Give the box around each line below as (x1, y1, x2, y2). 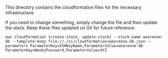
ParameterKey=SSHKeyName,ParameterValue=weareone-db (30, 43, 143, 48)
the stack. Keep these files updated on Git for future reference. (5, 25, 136, 31)
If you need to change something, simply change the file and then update (5, 20, 158, 25)
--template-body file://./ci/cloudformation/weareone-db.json (12, 39, 145, 44)
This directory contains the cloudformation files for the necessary (5, 5, 142, 10)
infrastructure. (5, 10, 35, 16)
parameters (5, 43, 28, 48)
